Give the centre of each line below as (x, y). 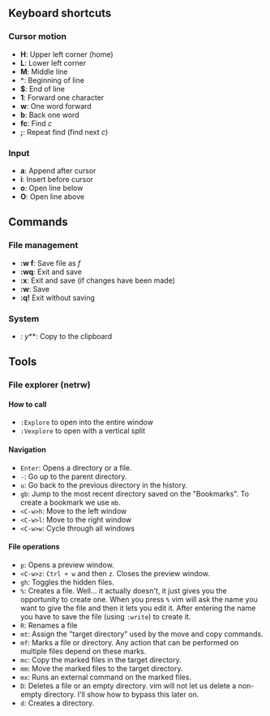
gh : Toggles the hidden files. (67, 582)
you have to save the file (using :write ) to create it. (105, 616)
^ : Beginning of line (52, 80)
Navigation (27, 449)
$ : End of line (42, 89)
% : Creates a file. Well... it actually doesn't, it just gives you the (123, 590)
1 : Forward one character (62, 98)
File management (43, 245)
